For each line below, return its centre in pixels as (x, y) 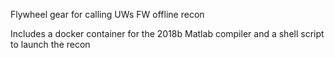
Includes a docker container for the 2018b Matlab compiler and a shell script (167, 33)
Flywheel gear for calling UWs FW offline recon (107, 14)
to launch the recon (50, 44)
